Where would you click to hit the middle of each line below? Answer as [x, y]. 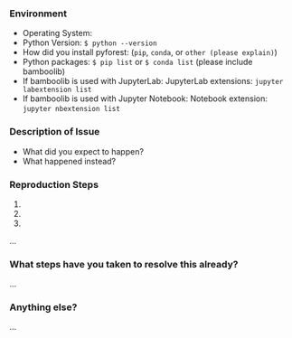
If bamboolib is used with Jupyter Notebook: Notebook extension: [145, 99]
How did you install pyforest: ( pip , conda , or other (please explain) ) [150, 52]
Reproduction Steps [54, 184]
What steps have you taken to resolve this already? [124, 264]
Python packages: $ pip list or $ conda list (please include [137, 62]
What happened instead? [69, 161]
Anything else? [43, 307]
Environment [38, 14]
